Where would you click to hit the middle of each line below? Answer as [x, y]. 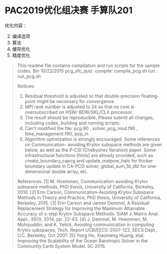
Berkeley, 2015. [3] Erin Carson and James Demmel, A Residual [83, 203]
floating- [150, 96]
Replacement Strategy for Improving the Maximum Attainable [81, 208]
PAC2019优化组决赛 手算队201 [69, 10]
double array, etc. [70, 171]
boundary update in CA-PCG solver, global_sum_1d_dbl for [86, 166]
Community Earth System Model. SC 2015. [61, 246]
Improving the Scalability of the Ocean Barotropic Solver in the [82, 241]
